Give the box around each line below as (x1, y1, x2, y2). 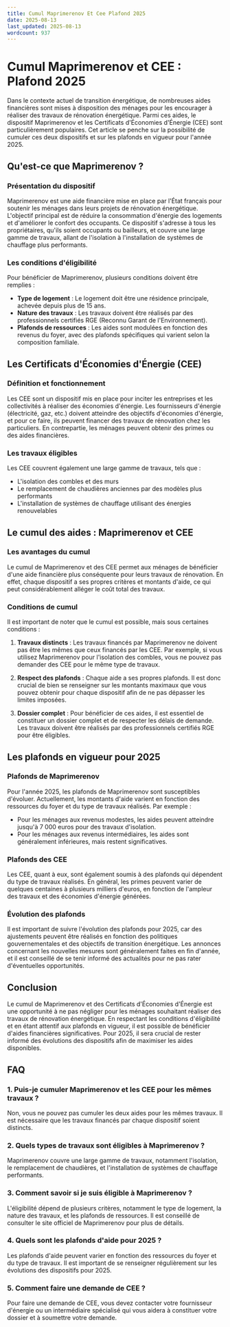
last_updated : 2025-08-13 (7, 23, 81, 30)
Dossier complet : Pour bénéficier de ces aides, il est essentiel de (16, 709, 205, 718)
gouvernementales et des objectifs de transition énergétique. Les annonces (7, 940, 221, 948)
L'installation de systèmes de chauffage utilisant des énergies (16, 499, 192, 507)
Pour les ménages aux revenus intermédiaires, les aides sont (16, 830, 189, 838)
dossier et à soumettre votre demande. (7, 1314, 117, 1322)
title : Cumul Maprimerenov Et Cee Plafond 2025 (7, 10, 146, 17)
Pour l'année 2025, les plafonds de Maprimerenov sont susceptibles (7, 787, 200, 796)
